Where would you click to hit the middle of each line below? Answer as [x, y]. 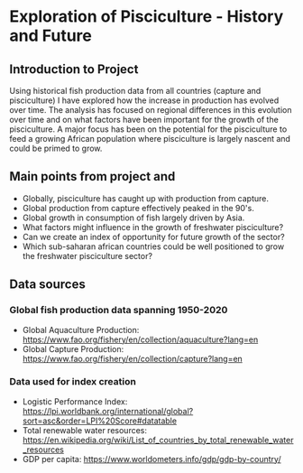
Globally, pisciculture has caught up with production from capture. [145, 198]
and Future [50, 36]
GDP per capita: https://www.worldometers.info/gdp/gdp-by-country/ [151, 459]
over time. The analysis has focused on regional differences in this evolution [151, 110]
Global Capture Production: [73, 348]
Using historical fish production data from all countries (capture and [135, 91]
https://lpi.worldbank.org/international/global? [108, 411]
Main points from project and [92, 176]
